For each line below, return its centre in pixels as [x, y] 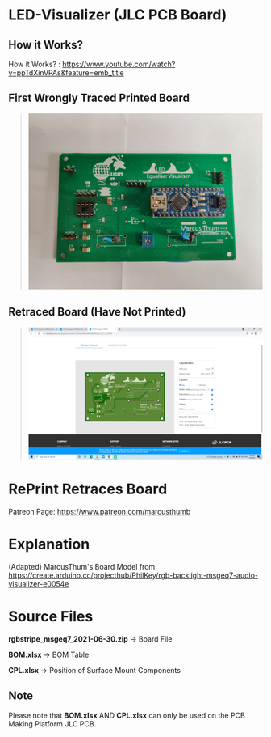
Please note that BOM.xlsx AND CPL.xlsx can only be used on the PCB [127, 715]
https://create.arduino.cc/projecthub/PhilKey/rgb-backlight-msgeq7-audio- [133, 575]
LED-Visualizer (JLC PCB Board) [118, 15]
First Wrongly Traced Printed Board [99, 98]
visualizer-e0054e [39, 583]
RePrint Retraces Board [88, 489]
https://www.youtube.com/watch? [119, 64]
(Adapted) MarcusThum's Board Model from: [83, 566]
